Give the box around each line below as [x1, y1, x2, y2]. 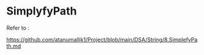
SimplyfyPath [6, 4, 78, 18]
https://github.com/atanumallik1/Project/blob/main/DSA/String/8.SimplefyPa [6, 36, 198, 43]
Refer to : [6, 24, 29, 31]
